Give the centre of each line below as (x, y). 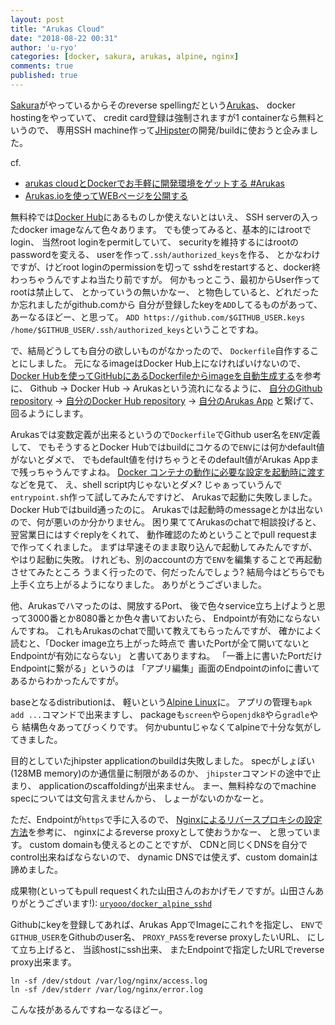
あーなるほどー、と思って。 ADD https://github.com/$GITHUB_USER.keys (158, 317)
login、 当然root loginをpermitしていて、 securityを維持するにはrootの (154, 242)
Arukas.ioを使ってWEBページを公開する (106, 195)
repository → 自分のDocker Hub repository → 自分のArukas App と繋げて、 (165, 400)
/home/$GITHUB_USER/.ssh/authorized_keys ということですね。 (137, 329)
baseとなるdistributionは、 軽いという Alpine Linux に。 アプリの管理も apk (161, 702)
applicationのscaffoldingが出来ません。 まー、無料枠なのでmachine (177, 785)
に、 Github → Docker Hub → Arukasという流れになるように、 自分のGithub (166, 388)
